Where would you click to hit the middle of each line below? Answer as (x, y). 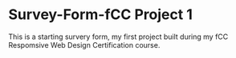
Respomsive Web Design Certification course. (84, 44)
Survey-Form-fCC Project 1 (100, 15)
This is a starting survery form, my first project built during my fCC (118, 37)
